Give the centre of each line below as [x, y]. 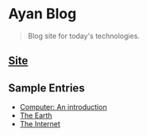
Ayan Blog [43, 14]
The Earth [36, 115]
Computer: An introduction [63, 107]
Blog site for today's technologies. [84, 36]
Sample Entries [46, 88]
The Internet [40, 124]
